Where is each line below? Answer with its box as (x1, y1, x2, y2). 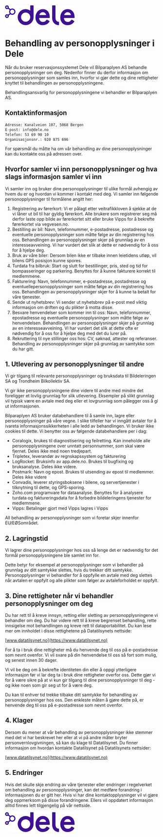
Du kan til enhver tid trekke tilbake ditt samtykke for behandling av (5, 692, 138, 698)
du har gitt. (12, 346, 35, 352)
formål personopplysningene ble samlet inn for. (5, 552, 100, 558)
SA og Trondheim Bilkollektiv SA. (5, 378, 71, 384)
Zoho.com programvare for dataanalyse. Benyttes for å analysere (12, 490, 144, 496)
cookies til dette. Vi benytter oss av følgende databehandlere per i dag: (5, 429, 147, 434)
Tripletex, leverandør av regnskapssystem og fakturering (12, 453, 126, 459)
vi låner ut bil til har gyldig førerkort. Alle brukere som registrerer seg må (12, 211, 157, 217)
